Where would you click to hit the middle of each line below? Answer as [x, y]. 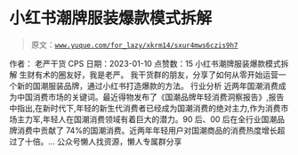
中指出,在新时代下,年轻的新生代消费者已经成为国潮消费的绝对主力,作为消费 [145, 108]
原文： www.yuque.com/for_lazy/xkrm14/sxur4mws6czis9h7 [134, 45]
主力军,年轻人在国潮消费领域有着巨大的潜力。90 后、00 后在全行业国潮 [147, 119]
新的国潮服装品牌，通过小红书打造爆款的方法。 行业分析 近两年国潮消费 [147, 86]
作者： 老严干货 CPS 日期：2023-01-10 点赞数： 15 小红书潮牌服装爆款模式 [145, 63]
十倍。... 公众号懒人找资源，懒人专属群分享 [103, 141]
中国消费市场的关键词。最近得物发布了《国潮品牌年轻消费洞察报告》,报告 [150, 97]
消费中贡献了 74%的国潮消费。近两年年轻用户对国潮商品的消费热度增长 [147, 130]
